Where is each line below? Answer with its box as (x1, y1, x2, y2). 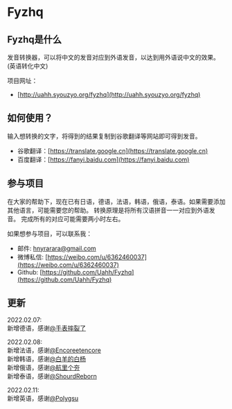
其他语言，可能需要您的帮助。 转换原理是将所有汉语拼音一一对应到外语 (7, 206, 209, 214)
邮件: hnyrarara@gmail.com (17, 244, 97, 252)
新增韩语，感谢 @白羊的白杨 (7, 355, 87, 363)
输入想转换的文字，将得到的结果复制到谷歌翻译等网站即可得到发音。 (7, 132, 202, 140)
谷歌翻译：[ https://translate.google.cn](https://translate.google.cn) (17, 146, 208, 155)
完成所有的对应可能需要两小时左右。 (20, 214, 125, 223)
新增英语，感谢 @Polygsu (7, 394, 79, 403)
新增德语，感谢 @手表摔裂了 (7, 324, 87, 333)
